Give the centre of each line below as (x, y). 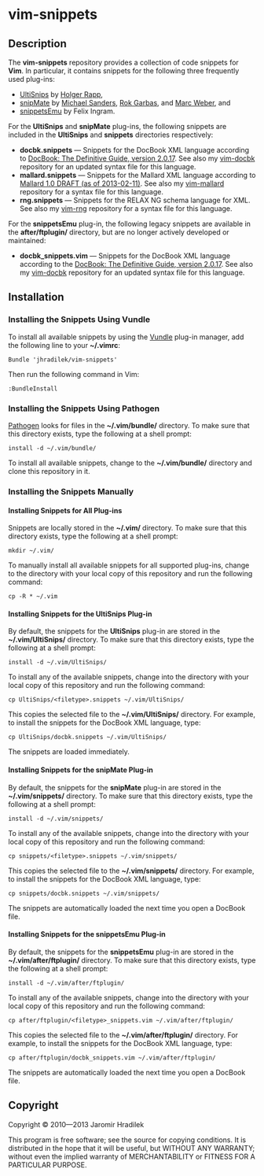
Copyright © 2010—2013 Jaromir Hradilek (76, 1124)
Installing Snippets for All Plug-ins (65, 510)
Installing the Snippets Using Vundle (79, 320)
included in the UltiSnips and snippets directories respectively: (111, 135)
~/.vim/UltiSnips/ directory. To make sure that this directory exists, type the (131, 640)
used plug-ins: (31, 79)
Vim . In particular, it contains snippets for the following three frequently (124, 71)
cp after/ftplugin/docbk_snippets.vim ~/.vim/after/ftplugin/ (112, 1058)
